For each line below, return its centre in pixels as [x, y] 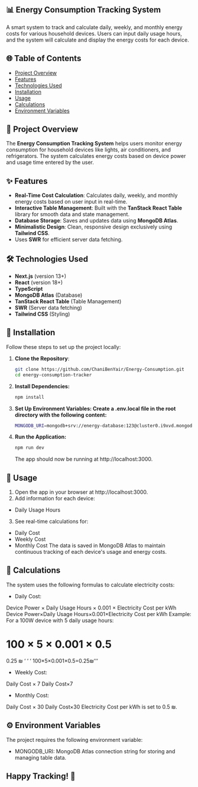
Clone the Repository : [42, 358]
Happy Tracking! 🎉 [41, 776]
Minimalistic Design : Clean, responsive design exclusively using [93, 227]
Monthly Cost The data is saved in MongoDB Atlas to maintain [90, 545]
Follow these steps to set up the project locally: [64, 347]
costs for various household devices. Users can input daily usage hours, [94, 33]
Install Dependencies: [42, 386]
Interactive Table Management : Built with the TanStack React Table [98, 208]
